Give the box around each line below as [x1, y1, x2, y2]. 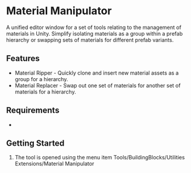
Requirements [6, 105, 60, 116]
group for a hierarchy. [14, 75, 68, 82]
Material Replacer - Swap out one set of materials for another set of [14, 82, 181, 89]
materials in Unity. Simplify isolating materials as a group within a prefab [6, 30, 183, 37]
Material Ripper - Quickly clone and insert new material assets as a [14, 69, 179, 76]
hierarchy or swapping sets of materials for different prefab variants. [6, 36, 174, 43]
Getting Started [6, 138, 65, 148]
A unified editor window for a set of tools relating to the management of [6, 24, 181, 31]
